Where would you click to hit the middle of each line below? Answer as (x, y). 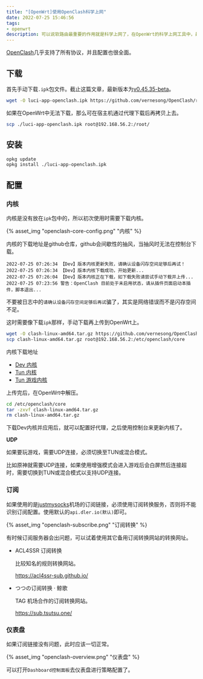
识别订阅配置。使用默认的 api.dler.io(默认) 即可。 (68, 512)
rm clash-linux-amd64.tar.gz (43, 416)
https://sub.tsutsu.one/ (43, 613)
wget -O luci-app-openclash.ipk (47, 101)
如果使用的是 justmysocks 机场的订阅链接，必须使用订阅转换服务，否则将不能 (101, 504)
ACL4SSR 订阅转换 (38, 550)
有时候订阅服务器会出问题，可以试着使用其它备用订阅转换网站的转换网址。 (99, 537)
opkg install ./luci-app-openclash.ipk (56, 165)
